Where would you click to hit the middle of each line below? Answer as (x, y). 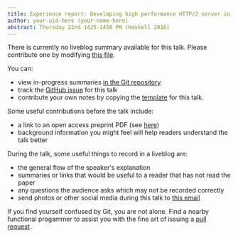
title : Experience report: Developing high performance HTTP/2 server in (119, 14)
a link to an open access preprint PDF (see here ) (88, 125)
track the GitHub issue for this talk (67, 90)
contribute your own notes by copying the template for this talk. (110, 97)
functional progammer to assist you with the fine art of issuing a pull (107, 219)
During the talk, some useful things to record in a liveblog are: (98, 154)
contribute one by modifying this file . (61, 55)
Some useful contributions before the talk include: (81, 112)
